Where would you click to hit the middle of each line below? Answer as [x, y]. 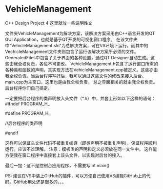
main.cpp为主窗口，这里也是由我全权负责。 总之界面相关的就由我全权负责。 [81, 82]
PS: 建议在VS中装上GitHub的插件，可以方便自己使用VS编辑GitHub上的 [76, 175]
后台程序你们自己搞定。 [29, 88]
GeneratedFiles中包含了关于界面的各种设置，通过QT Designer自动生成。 [78, 57]
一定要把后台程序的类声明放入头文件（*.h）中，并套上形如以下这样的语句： [81, 98]
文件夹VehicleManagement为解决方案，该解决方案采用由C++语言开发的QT [80, 33]
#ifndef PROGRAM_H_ [27, 103]
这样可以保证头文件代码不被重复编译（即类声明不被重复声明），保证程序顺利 [81, 143]
